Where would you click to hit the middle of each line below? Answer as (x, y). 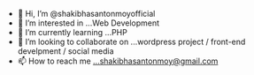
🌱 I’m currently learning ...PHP (73, 32)
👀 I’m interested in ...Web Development (89, 23)
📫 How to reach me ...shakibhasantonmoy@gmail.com (118, 61)
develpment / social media (65, 51)
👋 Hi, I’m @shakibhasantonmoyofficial (86, 14)
